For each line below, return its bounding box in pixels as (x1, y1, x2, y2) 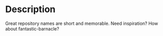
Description (5, 4, 56, 15)
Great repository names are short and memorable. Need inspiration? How (5, 20, 158, 26)
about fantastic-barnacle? (5, 25, 59, 31)
